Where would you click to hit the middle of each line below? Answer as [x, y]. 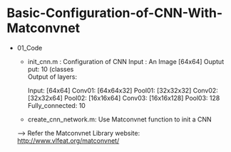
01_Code [30, 48]
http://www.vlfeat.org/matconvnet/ [68, 141]
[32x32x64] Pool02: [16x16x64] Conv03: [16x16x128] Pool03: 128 [124, 98]
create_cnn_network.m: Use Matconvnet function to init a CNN [119, 119]
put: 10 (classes [51, 69]
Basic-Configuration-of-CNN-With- [115, 13]
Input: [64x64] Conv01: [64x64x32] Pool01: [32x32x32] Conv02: [123, 90]
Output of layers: [52, 77]
